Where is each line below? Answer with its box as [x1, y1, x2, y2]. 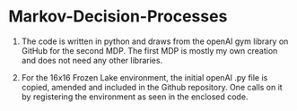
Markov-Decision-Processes [8, 6, 228, 27]
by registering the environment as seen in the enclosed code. [21, 91, 249, 102]
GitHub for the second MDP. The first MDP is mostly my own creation [21, 45, 278, 55]
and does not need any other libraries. [21, 55, 163, 65]
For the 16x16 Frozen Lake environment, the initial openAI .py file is [21, 72, 268, 82]
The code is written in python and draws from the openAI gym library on [21, 36, 289, 47]
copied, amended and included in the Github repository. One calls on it [21, 81, 284, 92]
